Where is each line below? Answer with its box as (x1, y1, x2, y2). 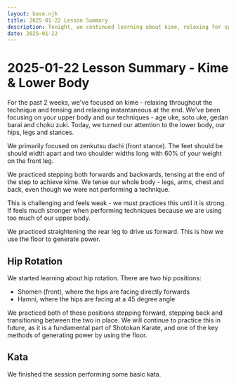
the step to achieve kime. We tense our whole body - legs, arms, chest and (7, 178, 225, 186)
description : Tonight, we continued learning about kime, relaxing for (7, 23, 221, 30)
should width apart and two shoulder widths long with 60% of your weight (7, 149, 223, 158)
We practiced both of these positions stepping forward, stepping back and (7, 308, 223, 317)
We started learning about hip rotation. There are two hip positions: (7, 274, 202, 282)
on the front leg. (7, 157, 54, 165)
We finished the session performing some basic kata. (7, 370, 162, 378)
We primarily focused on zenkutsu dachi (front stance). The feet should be (7, 142, 223, 150)
